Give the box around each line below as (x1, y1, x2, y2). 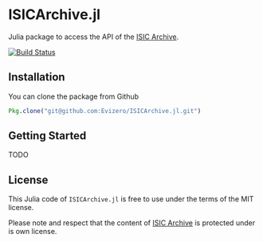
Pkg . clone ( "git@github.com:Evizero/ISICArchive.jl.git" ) (8, 107, 202, 115)
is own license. (8, 227, 57, 236)
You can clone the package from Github (8, 92, 139, 101)
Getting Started (8, 129, 87, 142)
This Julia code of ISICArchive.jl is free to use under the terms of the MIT (8, 194, 254, 204)
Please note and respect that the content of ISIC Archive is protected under (8, 218, 256, 228)
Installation (8, 70, 65, 84)
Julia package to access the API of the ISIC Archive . (8, 32, 179, 41)
